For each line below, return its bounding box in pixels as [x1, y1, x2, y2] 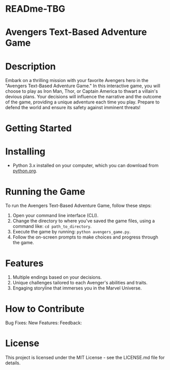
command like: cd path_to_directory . [12, 223, 92, 229]
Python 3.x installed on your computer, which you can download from [12, 163, 159, 169]
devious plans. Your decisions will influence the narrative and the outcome [5, 94, 161, 100]
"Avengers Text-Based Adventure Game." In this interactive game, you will [5, 83, 160, 89]
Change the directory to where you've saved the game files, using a [12, 218, 155, 224]
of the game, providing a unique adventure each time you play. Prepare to [5, 99, 160, 105]
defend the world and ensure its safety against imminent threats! [5, 104, 141, 111]
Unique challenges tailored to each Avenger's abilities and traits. [12, 280, 148, 286]
